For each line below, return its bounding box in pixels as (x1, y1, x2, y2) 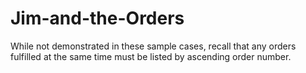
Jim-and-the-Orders (10, 7, 185, 30)
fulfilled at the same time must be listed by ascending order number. (10, 50, 292, 62)
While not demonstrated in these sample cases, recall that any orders (10, 40, 297, 52)
